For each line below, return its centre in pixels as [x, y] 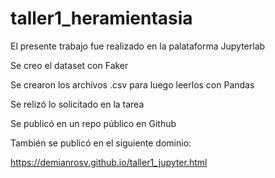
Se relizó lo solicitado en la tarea [77, 104]
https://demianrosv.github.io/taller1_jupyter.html [109, 162]
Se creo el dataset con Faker [69, 65]
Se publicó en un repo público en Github [93, 123]
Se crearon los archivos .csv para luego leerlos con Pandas [132, 84]
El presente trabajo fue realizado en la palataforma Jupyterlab [138, 46]
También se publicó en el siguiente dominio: [101, 143]
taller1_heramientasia [101, 18]
